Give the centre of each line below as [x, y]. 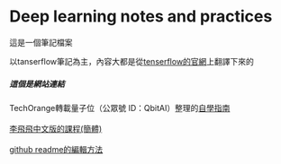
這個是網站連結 [37, 83]
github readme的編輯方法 [56, 149]
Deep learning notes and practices [141, 17]
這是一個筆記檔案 [41, 42]
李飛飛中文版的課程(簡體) [56, 128]
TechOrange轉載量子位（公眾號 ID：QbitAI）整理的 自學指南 [120, 108]
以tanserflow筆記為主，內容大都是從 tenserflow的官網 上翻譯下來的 [132, 61]
